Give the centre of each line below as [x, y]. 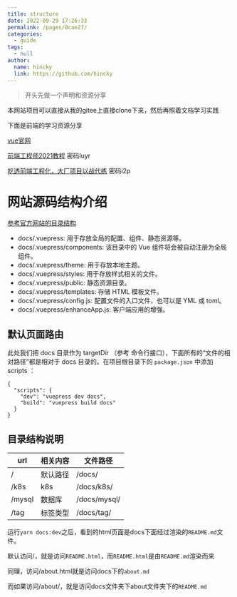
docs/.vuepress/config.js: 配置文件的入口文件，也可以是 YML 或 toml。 [121, 301]
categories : [25, 34]
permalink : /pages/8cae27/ [47, 27]
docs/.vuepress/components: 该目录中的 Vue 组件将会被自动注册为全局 [122, 248]
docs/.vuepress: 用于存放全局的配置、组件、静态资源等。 [101, 238]
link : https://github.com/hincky [63, 73]
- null [23, 54]
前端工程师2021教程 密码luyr [49, 155]
